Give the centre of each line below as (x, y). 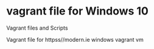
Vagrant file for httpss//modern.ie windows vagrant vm (75, 39)
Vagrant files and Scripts (37, 28)
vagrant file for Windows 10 (78, 11)
